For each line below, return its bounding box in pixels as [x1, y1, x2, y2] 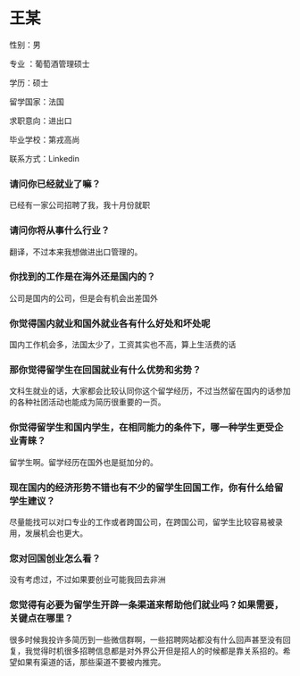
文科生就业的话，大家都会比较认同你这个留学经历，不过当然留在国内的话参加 [9, 386, 291, 396]
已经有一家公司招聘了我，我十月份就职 [9, 200, 150, 211]
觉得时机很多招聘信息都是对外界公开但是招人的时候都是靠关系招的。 [32, 645, 283, 656]
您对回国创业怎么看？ [9, 552, 101, 564]
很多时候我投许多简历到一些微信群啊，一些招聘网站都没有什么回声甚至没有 [9, 634, 283, 645]
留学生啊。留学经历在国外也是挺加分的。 [9, 456, 158, 467]
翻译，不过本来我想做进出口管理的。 [9, 246, 143, 257]
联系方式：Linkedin [9, 153, 80, 163]
